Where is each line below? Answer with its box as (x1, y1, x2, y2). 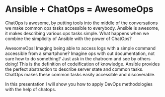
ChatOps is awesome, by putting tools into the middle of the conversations (5, 20, 158, 26)
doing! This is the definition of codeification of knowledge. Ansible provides (5, 61, 160, 67)
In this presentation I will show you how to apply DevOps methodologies (5, 81, 153, 87)
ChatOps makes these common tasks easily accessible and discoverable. (5, 71, 156, 77)
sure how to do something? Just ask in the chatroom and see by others (5, 55, 151, 61)
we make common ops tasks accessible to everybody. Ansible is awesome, (5, 25, 160, 31)
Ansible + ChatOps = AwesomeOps (5, 3, 154, 15)
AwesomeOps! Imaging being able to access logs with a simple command (5, 45, 156, 51)
